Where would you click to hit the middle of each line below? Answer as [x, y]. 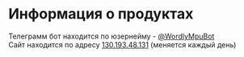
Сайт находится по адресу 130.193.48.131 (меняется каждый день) [122, 44]
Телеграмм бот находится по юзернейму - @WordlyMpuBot [111, 36]
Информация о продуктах [101, 14]
